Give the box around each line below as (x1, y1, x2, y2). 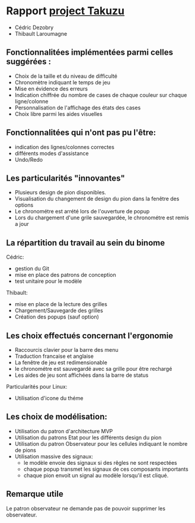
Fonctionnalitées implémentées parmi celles (6, 48, 174, 58)
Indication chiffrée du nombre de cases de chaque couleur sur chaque (14, 91, 187, 99)
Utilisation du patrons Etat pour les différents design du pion (14, 434, 162, 441)
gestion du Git (14, 265, 49, 272)
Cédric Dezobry (14, 24, 54, 31)
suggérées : (6, 56, 52, 67)
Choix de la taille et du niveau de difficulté (14, 73, 117, 80)
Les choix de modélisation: (6, 412, 108, 422)
